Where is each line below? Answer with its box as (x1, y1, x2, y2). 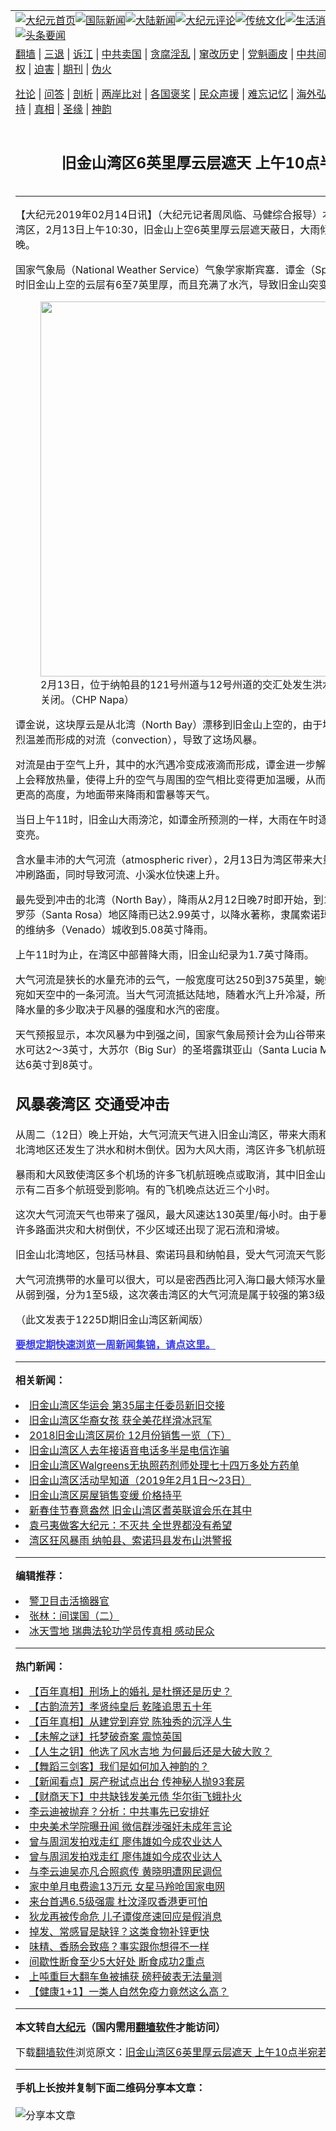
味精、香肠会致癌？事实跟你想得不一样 (29, 1940, 210, 1954)
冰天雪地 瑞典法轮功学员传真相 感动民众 (29, 1624, 215, 1638)
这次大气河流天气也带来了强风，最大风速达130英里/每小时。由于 (15, 1208, 319, 1222)
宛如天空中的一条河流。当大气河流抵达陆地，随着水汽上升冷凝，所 (15, 987, 327, 1001)
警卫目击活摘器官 (29, 1594, 110, 1608)
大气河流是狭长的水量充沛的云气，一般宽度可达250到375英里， (15, 972, 315, 986)
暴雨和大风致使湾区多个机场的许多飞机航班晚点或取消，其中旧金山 (15, 1168, 327, 1182)
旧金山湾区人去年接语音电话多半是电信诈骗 (29, 1444, 230, 1458)
